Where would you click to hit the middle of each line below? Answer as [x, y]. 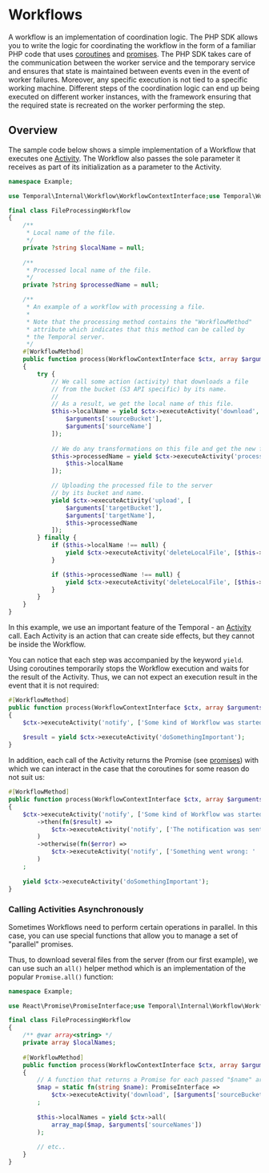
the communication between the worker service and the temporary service [132, 63]
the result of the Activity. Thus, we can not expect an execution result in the [133, 677]
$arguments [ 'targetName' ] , [110, 515]
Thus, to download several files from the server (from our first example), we [133, 960]
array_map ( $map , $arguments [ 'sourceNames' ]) [126, 1125]
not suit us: [27, 777]
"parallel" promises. [41, 944]
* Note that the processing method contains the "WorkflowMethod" [139, 322]
